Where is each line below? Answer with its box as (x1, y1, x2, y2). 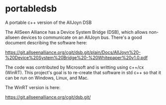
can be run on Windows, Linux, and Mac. (5, 75, 89, 81)
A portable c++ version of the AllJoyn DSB (5, 19, 92, 25)
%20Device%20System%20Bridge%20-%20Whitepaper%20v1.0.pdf (5, 54, 148, 60)
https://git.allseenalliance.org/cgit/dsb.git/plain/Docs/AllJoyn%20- (5, 49, 141, 55)
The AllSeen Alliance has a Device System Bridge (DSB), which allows (5, 29, 148, 35)
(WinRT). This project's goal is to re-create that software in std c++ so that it (5, 69, 161, 75)
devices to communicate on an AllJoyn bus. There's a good (20, 34, 142, 40)
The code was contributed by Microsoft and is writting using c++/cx (5, 64, 144, 70)
